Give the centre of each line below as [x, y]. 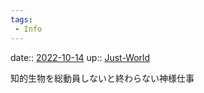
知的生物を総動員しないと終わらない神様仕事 [102, 78]
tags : [21, 19]
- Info [28, 29]
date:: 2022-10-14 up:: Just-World [80, 57]
